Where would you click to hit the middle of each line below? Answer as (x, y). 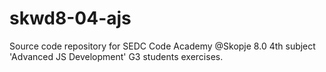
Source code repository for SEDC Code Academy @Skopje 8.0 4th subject (162, 46)
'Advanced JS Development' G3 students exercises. (116, 56)
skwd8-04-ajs (70, 18)
